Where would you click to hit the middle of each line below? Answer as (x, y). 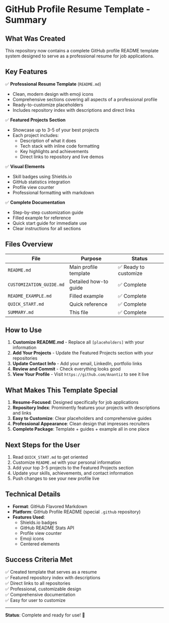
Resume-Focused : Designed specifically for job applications (75, 402)
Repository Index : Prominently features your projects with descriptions (86, 408)
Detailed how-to (89, 282)
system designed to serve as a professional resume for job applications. (80, 56)
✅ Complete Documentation (35, 202)
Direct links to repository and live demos (62, 157)
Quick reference (89, 304)
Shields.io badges (38, 522)
